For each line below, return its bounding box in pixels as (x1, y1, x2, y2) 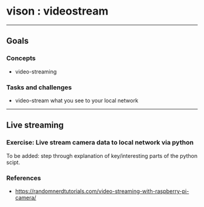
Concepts (6, 54, 36, 63)
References (6, 174, 41, 182)
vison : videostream (6, 4, 109, 18)
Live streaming (6, 120, 64, 131)
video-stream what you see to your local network (15, 97, 138, 104)
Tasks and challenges (6, 83, 72, 92)
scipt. (6, 158, 20, 166)
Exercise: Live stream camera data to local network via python (6, 138, 194, 147)
